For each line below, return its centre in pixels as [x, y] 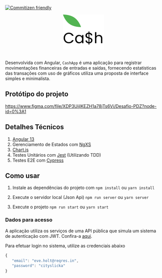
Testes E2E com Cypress [38, 160]
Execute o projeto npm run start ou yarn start [60, 207]
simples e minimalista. [28, 79]
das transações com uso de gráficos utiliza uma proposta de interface [77, 73]
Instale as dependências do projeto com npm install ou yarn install [83, 188]
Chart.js [20, 150]
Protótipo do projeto [37, 94]
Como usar [23, 176]
